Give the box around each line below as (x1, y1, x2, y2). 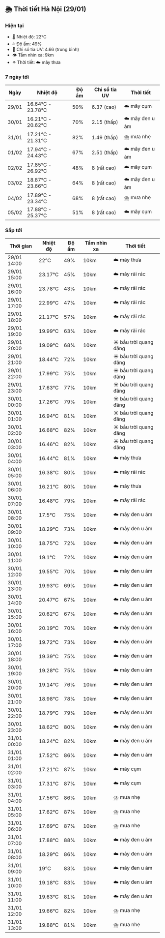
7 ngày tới (5, 73, 29, 80)
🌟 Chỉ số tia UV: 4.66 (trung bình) (12, 46, 80, 52)
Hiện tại (5, 22, 24, 29)
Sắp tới (5, 227, 22, 234)
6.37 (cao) (91, 103, 117, 110)
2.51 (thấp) (91, 149, 118, 156)
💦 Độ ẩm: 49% (12, 41, 42, 47)
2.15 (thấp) (91, 119, 118, 125)
